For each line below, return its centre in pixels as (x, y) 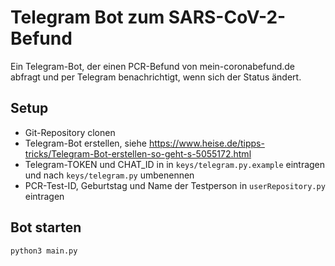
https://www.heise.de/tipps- (206, 143)
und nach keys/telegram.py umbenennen (109, 175)
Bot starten (46, 227)
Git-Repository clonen (70, 132)
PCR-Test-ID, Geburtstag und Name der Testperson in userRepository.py (175, 185)
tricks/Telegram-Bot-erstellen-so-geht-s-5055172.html (138, 153)
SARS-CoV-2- (227, 17)
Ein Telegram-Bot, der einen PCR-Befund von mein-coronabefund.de (153, 66)
